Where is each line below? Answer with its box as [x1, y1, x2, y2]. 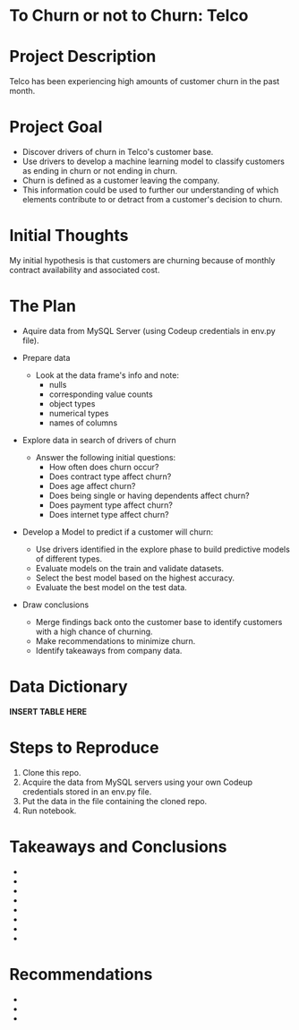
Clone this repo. [21, 767, 81, 777]
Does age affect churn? [48, 480, 136, 491]
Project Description [9, 47, 157, 67]
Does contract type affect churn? [48, 471, 172, 482]
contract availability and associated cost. [9, 265, 160, 275]
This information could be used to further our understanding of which [21, 185, 279, 195]
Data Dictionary [9, 677, 128, 697]
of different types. [35, 553, 103, 564]
